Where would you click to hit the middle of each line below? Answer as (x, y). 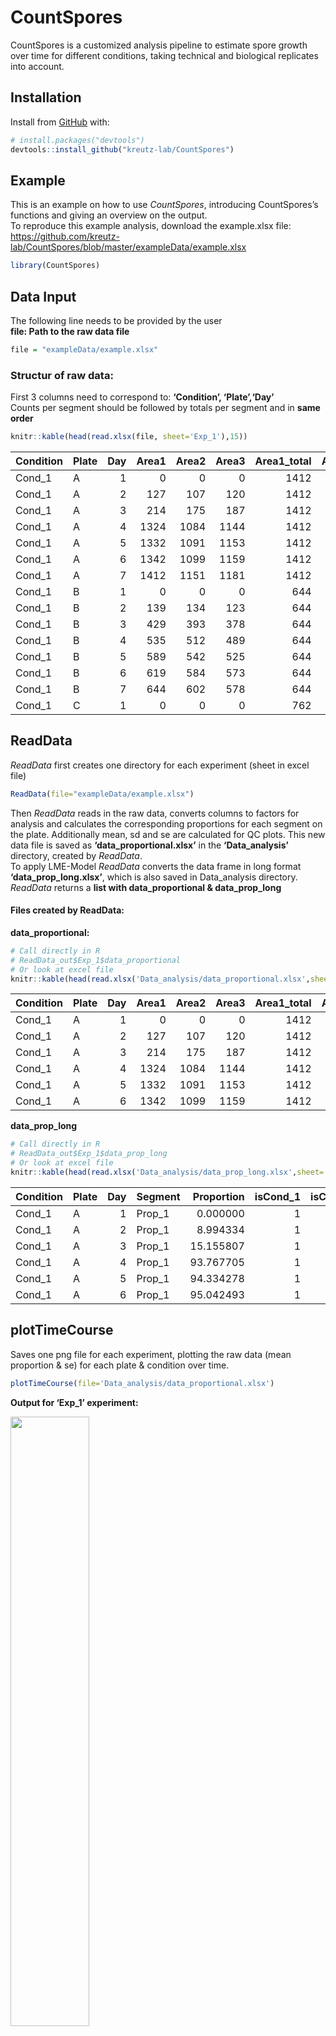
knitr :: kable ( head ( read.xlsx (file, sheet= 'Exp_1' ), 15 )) (129, 437)
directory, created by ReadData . (76, 855)
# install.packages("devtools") (77, 140)
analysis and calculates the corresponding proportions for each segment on (166, 823)
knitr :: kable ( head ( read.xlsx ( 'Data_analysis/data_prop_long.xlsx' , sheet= (167, 1172)
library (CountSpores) (55, 266)
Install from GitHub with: (60, 122)
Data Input (43, 296)
